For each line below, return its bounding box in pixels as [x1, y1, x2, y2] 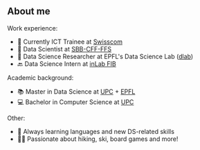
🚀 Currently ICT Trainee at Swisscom [17, 37, 123, 46]
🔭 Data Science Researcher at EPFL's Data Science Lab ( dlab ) [17, 52, 194, 60]
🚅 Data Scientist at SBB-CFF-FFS [17, 44, 112, 53]
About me [7, 6, 51, 17]
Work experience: [7, 24, 58, 32]
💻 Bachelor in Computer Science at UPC [17, 97, 134, 106]
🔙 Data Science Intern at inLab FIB [17, 59, 116, 68]
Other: [7, 114, 26, 122]
